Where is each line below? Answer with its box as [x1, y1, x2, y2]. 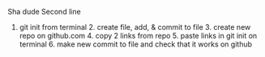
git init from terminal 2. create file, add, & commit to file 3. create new [19, 22, 251, 31]
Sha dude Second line [7, 7, 82, 16]
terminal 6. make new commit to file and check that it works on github [19, 39, 253, 49]
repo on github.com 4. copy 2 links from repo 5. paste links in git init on [19, 31, 258, 40]
